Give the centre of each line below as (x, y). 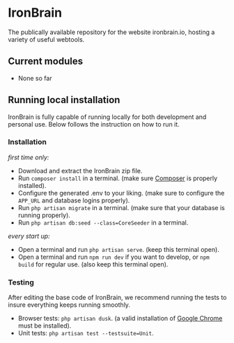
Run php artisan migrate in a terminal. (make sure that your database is (121, 207)
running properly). (44, 215)
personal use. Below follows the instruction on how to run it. (94, 124)
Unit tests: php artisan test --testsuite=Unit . (86, 333)
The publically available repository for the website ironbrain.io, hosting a (111, 32)
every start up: (29, 236)
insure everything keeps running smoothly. (69, 305)
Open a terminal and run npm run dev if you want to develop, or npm (114, 257)
